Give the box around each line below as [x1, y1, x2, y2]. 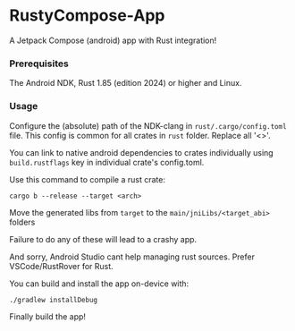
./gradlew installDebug [9, 295, 98, 304]
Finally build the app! [9, 310, 87, 322]
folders [9, 216, 36, 227]
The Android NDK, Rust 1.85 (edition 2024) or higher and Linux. [9, 78, 242, 89]
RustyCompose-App [9, 5, 165, 26]
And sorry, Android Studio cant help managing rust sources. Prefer [9, 251, 255, 262]
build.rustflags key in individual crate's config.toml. [9, 157, 205, 167]
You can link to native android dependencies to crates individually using [9, 147, 274, 157]
